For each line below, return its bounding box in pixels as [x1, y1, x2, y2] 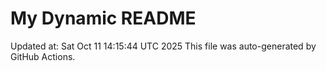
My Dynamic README [10, 7, 197, 30]
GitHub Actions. [10, 50, 76, 62]
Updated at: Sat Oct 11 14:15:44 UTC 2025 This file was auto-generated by [10, 40, 317, 52]
